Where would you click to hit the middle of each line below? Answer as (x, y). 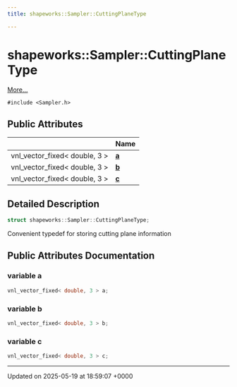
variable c (25, 341)
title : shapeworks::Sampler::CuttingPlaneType (77, 14)
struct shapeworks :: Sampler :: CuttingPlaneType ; (79, 220)
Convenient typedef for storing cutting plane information (89, 234)
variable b (25, 309)
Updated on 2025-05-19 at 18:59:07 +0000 (70, 376)
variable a (25, 276)
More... (18, 90)
